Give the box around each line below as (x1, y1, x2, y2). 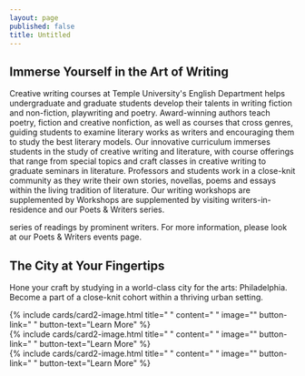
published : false (9, 22, 75, 31)
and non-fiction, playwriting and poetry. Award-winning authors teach (9, 107, 271, 118)
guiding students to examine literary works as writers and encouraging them (9, 127, 295, 137)
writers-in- (231, 195, 272, 206)
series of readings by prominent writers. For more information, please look (9, 222, 288, 233)
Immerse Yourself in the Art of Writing (9, 64, 230, 79)
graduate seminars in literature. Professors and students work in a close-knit (9, 166, 296, 177)
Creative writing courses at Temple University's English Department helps (9, 88, 286, 99)
